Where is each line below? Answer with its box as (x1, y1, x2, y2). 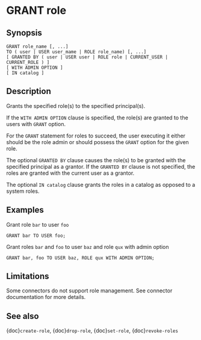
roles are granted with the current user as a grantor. (6, 169, 135, 177)
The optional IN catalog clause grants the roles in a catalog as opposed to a (6, 181, 196, 188)
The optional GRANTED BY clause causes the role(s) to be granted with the (6, 156, 186, 163)
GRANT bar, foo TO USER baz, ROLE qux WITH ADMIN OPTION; (6, 254, 155, 261)
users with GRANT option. (6, 120, 66, 127)
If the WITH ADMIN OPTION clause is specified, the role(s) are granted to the (6, 114, 188, 121)
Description (6, 86, 51, 96)
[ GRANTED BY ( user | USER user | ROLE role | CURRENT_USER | (6, 54, 169, 60)
